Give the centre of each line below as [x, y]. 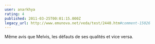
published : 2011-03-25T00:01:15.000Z [43, 18]
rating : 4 [15, 14]
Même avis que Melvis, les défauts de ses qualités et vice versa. [69, 37]
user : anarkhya [20, 9]
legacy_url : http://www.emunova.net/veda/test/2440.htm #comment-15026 [77, 23]
